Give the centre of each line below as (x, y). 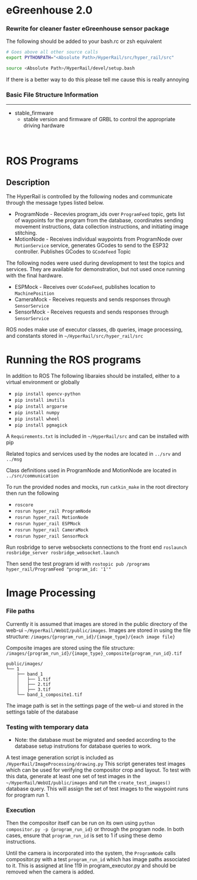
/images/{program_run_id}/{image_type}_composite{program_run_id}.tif (94, 654)
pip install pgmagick (41, 425)
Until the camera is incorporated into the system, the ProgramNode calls (91, 853)
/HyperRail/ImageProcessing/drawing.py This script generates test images (96, 764)
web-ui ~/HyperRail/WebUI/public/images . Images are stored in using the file (98, 630)
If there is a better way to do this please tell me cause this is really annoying (98, 79)
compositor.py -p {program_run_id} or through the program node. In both (95, 829)
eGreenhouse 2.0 (49, 10)
